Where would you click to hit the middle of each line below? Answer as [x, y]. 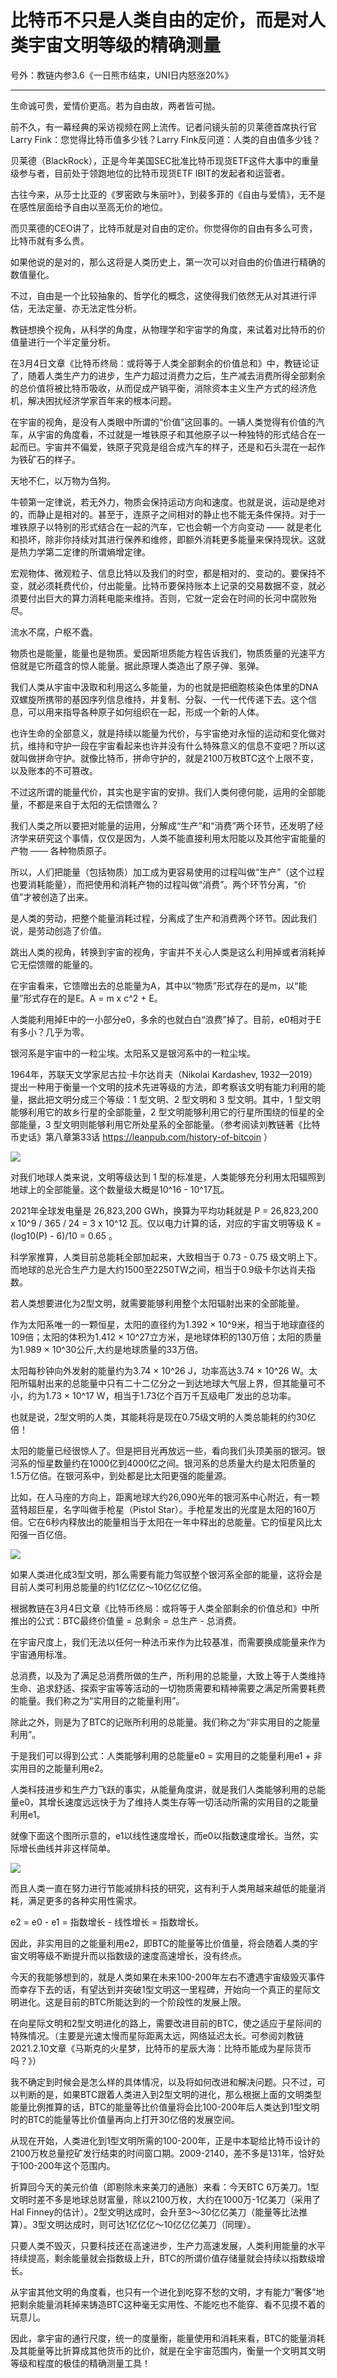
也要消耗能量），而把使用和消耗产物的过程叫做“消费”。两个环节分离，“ [154, 884]
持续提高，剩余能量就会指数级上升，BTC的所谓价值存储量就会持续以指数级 [163, 2258]
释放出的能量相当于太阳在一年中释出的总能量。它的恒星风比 [191, 1522]
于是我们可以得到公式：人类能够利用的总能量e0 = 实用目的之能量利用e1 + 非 [166, 1755]
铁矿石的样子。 [49, 459]
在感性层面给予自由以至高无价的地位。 [89, 207]
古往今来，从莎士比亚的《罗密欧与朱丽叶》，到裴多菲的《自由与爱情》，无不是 [168, 194]
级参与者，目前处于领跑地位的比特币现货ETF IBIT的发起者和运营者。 [150, 173]
